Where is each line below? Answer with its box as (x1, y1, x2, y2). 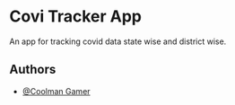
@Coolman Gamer (22, 85, 91, 96)
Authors (9, 62, 57, 77)
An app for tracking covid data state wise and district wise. (9, 36, 227, 47)
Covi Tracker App (9, 6, 142, 27)
